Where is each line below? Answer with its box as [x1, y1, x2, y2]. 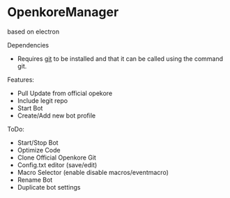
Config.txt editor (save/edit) [17, 160, 98, 169]
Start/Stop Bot [17, 138, 59, 147]
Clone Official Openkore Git [17, 153, 96, 162]
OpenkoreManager [7, 4, 119, 20]
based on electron [7, 27, 60, 36]
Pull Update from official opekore [17, 89, 113, 97]
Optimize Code [17, 146, 61, 154]
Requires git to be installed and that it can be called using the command [17, 54, 224, 63]
